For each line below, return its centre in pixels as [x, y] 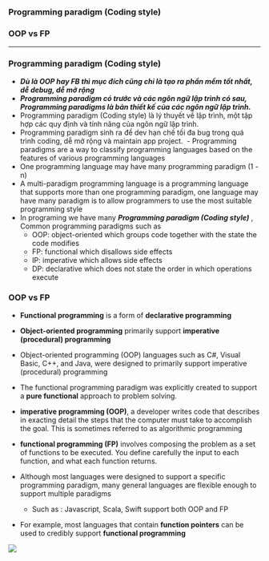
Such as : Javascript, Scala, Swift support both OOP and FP [130, 509]
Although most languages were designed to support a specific [122, 476]
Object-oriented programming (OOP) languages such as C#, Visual [130, 354]
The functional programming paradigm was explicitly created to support [139, 387]
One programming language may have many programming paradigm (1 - [139, 166]
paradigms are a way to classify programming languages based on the [136, 149]
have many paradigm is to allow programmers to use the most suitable [136, 200]
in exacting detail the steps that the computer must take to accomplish [136, 420]
